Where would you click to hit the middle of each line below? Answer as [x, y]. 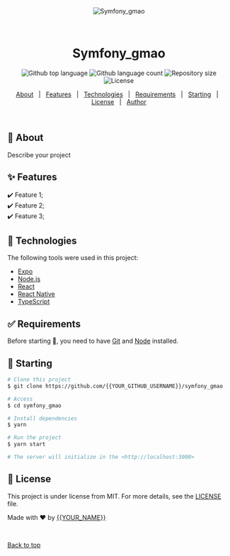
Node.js [29, 279]
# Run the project [34, 438]
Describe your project [39, 154]
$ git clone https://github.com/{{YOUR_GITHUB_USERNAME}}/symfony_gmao [115, 386]
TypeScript [34, 302]
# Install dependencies [42, 418]
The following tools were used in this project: [73, 258]
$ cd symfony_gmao [34, 405]
